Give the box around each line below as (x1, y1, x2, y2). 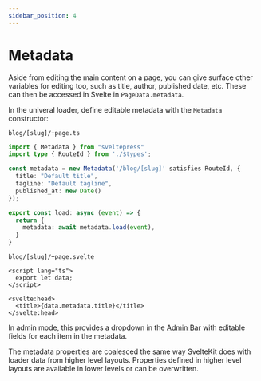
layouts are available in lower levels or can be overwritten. (8, 364, 200, 374)
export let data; (15, 274, 73, 282)
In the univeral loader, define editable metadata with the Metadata (8, 105, 223, 114)
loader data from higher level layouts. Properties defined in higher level (8, 355, 242, 365)
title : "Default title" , (15, 173, 98, 181)
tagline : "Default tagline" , (15, 180, 113, 188)
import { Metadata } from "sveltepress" (8, 143, 145, 151)
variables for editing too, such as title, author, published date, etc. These (8, 81, 247, 90)
